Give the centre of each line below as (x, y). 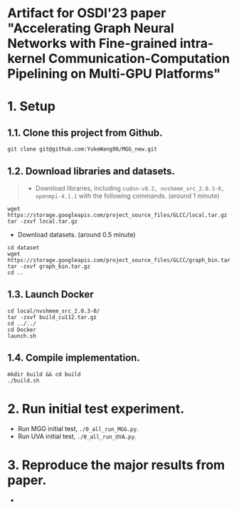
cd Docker (22, 330)
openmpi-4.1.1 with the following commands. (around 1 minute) (127, 196)
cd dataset (23, 248)
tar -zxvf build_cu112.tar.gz (52, 317)
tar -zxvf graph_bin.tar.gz (49, 266)
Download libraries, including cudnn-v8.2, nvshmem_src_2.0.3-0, (130, 188)
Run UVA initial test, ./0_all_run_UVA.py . (77, 436)
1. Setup (31, 107)
